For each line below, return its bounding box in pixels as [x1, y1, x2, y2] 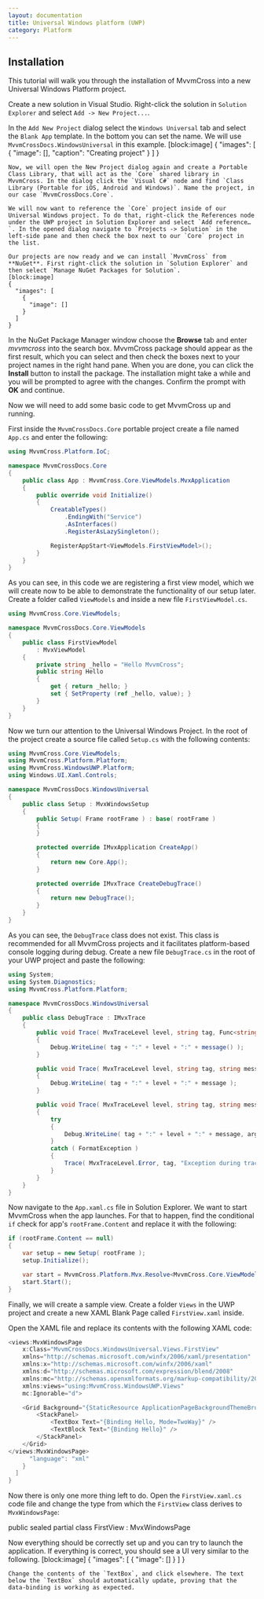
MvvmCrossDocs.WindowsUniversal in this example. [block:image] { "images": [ [8, 140, 256, 149]
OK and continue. [8, 386, 65, 395]
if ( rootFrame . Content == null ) [8, 1234, 114, 1242]
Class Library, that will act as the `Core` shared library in [8, 171, 220, 178]
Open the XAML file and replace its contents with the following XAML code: [8, 1323, 252, 1333]
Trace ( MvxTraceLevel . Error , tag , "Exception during [64, 1160, 241, 1168]
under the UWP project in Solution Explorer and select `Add [8, 218, 213, 226]
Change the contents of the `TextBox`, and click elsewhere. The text [8, 1570, 244, 1578]
